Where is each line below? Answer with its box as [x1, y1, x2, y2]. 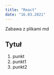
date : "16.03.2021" [5, 12, 46, 17]
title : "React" [5, 7, 37, 12]
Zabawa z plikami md [5, 25, 49, 31]
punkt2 [12, 64, 27, 70]
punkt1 [12, 58, 26, 65]
